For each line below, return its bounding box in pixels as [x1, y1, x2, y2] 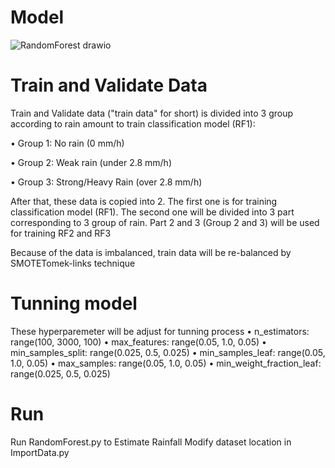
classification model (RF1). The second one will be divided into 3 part [10, 206, 295, 218]
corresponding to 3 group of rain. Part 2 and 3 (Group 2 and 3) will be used [10, 216, 320, 228]
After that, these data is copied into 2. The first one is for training [10, 195, 278, 207]
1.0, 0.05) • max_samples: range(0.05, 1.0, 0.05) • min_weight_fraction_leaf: [10, 357, 322, 369]
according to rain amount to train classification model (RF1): [10, 117, 256, 130]
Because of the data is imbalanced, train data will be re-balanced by [10, 246, 292, 258]
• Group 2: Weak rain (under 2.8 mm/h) [10, 156, 172, 168]
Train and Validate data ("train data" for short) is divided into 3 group [10, 107, 294, 119]
